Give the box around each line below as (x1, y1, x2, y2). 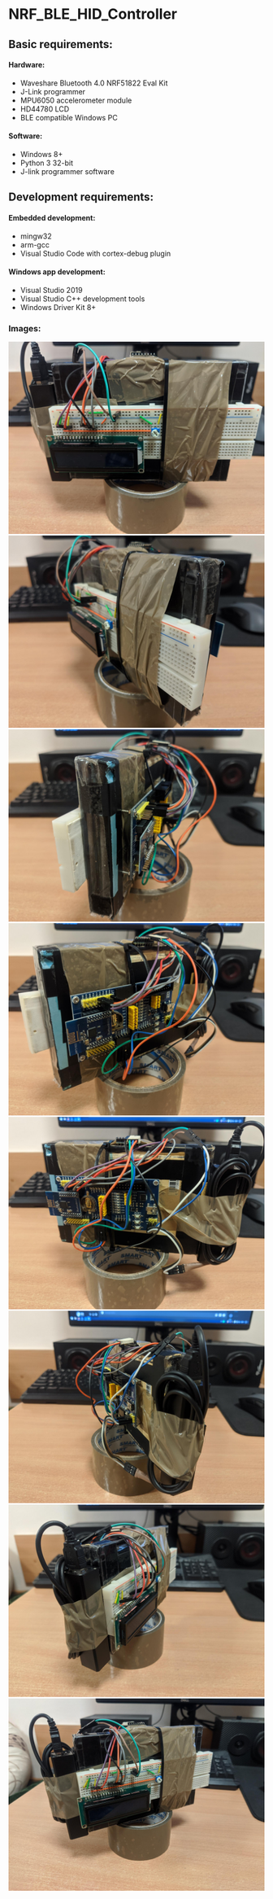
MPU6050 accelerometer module (19, 95, 132, 105)
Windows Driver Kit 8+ (19, 302, 97, 312)
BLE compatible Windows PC (19, 112, 118, 122)
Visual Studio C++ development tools (19, 294, 145, 304)
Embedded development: (8, 212, 96, 222)
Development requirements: (8, 190, 154, 204)
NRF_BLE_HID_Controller (8, 5, 177, 24)
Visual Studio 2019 (19, 285, 83, 295)
